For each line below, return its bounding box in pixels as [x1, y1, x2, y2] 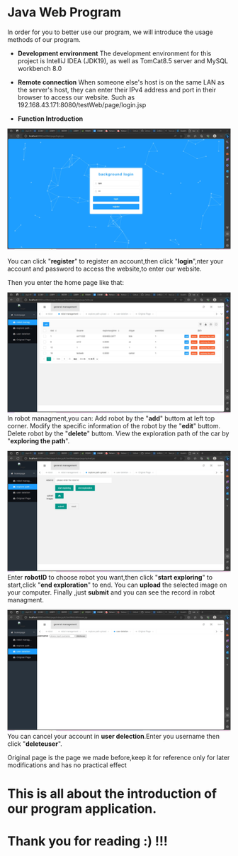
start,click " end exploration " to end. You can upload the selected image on [7, 580, 227, 589]
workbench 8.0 [17, 64, 62, 72]
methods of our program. [7, 35, 81, 43]
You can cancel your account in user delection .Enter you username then [7, 732, 220, 740]
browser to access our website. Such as [17, 93, 135, 102]
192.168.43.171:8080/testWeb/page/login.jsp [17, 100, 147, 109]
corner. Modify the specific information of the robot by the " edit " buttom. [7, 422, 221, 430]
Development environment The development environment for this [17, 49, 212, 58]
